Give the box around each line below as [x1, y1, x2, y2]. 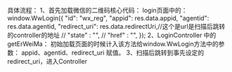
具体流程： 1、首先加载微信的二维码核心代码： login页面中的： [7, 6, 188, 14]
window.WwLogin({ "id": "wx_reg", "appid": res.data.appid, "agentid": [7, 14, 210, 22]
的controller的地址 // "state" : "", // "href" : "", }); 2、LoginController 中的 [7, 31, 217, 39]
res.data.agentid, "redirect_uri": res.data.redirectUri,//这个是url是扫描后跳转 [7, 22, 226, 30]
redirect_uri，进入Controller [7, 57, 88, 65]
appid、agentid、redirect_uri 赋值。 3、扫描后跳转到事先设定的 [20, 48, 205, 57]
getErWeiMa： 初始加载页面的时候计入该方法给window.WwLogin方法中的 [7, 40, 219, 48]
